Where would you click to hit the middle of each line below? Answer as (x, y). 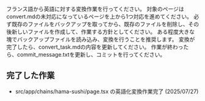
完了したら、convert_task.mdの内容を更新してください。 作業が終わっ (95, 47)
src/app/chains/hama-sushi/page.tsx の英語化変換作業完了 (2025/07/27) (107, 91)
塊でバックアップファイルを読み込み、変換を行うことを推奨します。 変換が (101, 39)
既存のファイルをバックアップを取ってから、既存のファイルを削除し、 (100, 24)
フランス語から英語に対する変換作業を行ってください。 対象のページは (95, 9)
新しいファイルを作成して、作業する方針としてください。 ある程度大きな (103, 32)
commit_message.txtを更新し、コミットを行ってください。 (91, 54)
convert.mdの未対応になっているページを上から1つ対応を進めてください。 (99, 16)
